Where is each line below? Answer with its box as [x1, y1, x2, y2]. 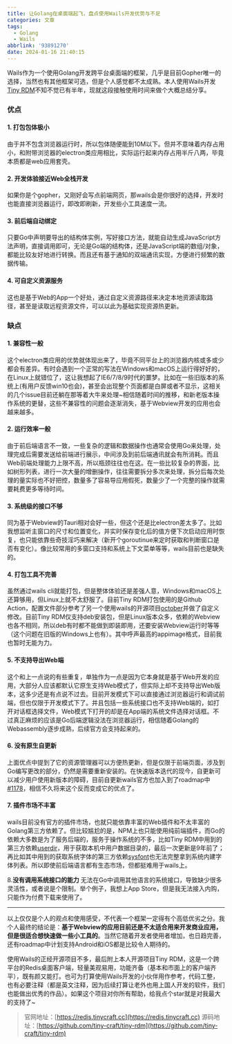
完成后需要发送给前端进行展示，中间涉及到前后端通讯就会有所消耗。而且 [12, 450, 219, 458]
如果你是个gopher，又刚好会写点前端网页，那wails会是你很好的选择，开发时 [7, 191, 224, 199]
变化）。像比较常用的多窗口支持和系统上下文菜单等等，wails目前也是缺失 [19, 544, 224, 553]
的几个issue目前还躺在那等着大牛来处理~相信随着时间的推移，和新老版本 [7, 390, 214, 398]
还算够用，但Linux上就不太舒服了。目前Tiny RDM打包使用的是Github [7, 595, 202, 604]
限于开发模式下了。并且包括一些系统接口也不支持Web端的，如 [37, 698, 214, 707]
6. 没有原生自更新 [7, 741, 57, 750]
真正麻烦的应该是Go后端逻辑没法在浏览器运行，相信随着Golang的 [12, 716, 199, 724]
